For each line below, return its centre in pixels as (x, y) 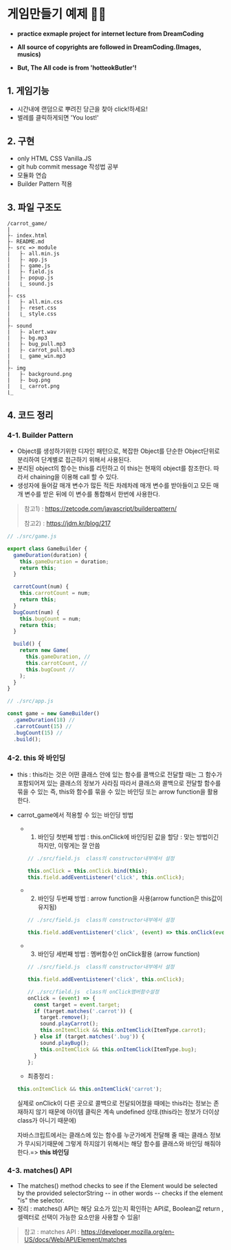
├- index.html (27, 236)
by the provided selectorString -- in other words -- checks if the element (120, 1193)
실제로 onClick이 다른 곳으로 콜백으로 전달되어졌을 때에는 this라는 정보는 (114, 1103)
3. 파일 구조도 (34, 207)
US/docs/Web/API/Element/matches (75, 1239)
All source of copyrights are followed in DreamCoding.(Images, (109, 47)
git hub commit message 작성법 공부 (68, 167)
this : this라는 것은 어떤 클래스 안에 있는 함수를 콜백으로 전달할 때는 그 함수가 (119, 774)
